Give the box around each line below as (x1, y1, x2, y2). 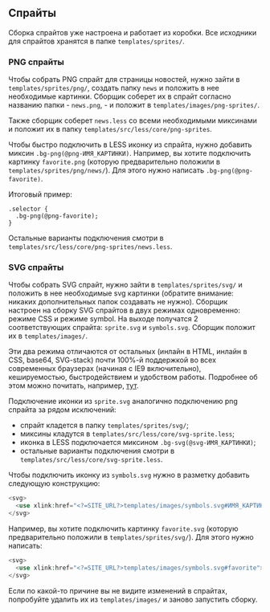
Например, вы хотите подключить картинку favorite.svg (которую (8, 524, 239, 533)
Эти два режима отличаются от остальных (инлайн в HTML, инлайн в (8, 347, 247, 357)
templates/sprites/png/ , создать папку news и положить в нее (8, 84, 219, 93)
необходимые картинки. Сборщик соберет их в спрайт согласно (8, 92, 231, 101)
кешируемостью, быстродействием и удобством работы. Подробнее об (8, 373, 259, 382)
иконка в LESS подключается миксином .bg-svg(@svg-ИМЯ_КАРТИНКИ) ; (19, 438, 256, 447)
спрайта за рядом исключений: (8, 405, 117, 414)
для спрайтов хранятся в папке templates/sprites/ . (8, 36, 185, 46)
